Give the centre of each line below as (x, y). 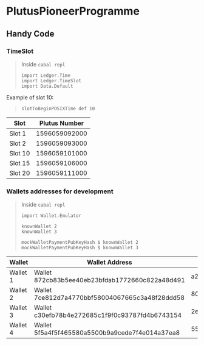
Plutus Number (61, 123)
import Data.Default (47, 86)
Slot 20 (20, 173)
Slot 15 (20, 163)
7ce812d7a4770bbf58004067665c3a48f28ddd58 (110, 298)
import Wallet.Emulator (51, 216)
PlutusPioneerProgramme (73, 11)
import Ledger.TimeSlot (51, 80)
